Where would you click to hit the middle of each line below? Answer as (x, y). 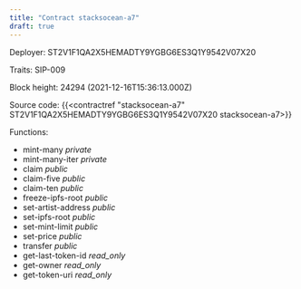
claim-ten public (53, 188)
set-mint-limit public (60, 226)
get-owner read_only (62, 265)
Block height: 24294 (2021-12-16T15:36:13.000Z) (101, 87)
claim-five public (54, 178)
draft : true (32, 26)
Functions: (29, 131)
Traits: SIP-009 (38, 70)
